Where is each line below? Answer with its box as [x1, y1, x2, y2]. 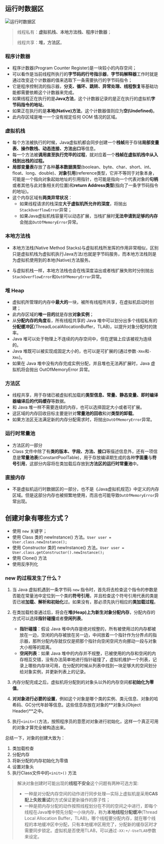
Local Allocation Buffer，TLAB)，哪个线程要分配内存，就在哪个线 [24, 816, 156, 821]
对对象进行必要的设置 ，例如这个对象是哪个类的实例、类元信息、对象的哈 [12, 696, 158, 701]
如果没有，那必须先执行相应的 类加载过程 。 [72, 599, 158, 605]
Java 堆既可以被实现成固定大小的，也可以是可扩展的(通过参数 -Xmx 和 [12, 348, 149, 354]
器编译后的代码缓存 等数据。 [12, 398, 69, 404]
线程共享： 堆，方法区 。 [17, 39, 65, 45]
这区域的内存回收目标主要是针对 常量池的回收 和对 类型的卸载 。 [12, 410, 137, 416]
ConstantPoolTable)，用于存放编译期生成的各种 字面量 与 [39, 454, 153, 460]
